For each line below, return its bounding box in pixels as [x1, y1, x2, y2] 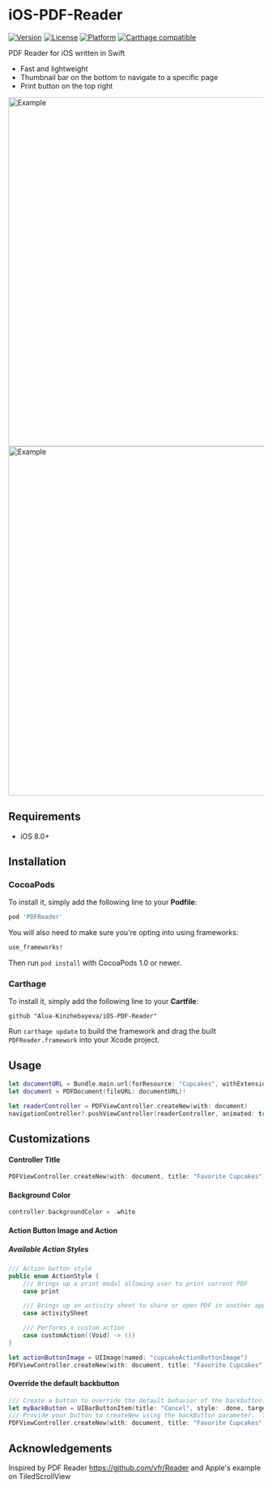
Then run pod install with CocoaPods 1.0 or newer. [8, 958, 182, 968]
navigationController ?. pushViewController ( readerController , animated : [8, 1109, 255, 1118]
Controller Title [8, 1154, 61, 1164]
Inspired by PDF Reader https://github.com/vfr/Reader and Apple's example [8, 1463, 261, 1473]
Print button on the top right [19, 81, 113, 91]
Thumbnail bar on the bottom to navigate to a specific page [19, 72, 219, 82]
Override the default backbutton [8, 1379, 120, 1388]
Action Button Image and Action [8, 1225, 118, 1235]
